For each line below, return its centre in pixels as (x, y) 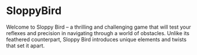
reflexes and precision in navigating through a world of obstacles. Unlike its (98, 33)
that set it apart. (25, 46)
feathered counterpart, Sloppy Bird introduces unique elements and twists (96, 39)
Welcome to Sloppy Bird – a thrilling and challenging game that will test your (98, 27)
